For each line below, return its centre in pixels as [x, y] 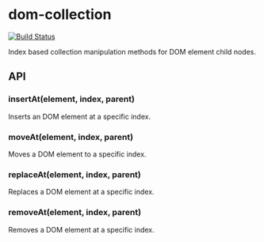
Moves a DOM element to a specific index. [77, 154]
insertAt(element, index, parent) [71, 99]
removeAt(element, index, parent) [75, 213]
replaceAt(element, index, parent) [75, 174]
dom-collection [60, 15]
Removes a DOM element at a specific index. [81, 229]
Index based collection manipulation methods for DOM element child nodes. [132, 51]
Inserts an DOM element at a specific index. [80, 116]
